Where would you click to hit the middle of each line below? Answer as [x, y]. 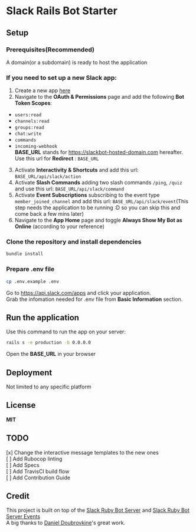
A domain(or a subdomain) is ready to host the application [77, 62]
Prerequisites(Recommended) [50, 50]
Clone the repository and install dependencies [74, 242]
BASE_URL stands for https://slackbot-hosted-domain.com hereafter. [99, 153]
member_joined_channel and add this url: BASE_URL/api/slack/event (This [102, 202]
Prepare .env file [30, 269]
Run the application [43, 317]
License [21, 405]
